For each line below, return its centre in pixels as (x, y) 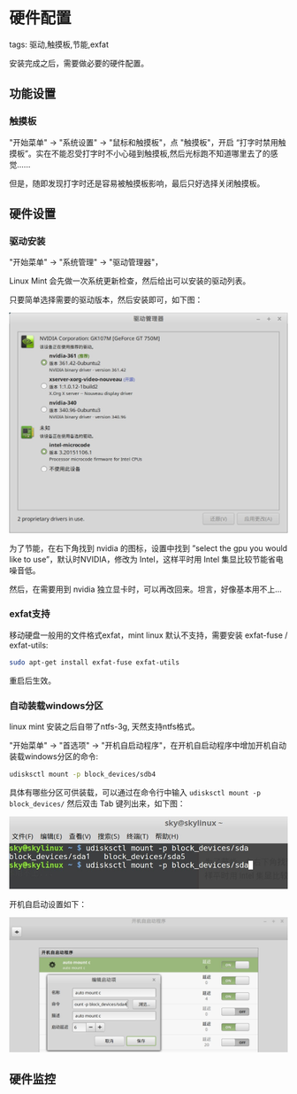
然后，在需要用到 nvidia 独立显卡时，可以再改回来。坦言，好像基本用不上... (146, 589)
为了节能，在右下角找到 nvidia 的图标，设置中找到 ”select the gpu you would (148, 548)
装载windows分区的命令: (54, 756)
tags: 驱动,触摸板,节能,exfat (59, 44)
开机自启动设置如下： (48, 904)
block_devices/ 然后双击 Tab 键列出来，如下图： (97, 803)
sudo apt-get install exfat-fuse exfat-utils (94, 662)
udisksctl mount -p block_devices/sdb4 (83, 774)
